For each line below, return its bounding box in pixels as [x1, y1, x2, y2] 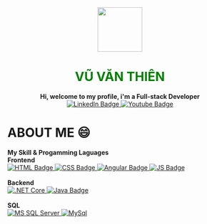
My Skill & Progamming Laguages [7, 148, 109, 156]
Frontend [7, 156, 36, 164]
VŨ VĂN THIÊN [74, 69, 166, 85]
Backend [7, 178, 34, 187]
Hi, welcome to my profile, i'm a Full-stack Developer [40, 92, 200, 100]
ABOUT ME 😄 [7, 124, 91, 141]
